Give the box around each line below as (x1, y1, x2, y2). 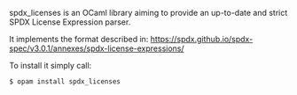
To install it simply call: (9, 61, 92, 70)
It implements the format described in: (9, 34, 149, 44)
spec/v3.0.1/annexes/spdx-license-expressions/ (9, 43, 184, 54)
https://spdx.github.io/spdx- (150, 34, 254, 44)
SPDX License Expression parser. (9, 17, 131, 27)
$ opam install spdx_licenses (9, 77, 121, 86)
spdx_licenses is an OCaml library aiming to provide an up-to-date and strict (9, 8, 288, 18)
